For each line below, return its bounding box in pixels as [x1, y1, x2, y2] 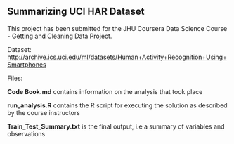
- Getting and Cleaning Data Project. [7, 32, 112, 40]
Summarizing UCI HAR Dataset [7, 6, 145, 18]
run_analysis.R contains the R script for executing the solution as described [7, 101, 228, 110]
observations [7, 129, 46, 138]
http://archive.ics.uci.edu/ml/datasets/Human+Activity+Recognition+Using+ [7, 53, 227, 61]
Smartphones [7, 60, 47, 69]
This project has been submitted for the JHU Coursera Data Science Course [7, 24, 228, 32]
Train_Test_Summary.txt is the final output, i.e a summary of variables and [7, 122, 225, 131]
